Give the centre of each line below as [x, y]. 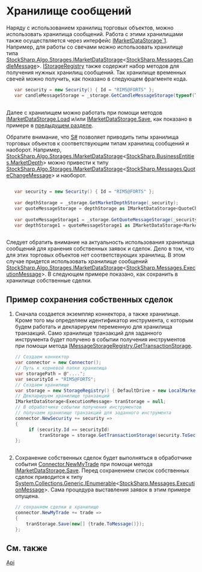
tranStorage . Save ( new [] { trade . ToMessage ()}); [85, 524]
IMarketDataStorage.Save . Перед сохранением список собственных [102, 470]
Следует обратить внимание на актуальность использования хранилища [101, 242]
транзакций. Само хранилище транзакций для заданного [88, 333]
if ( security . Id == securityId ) [69, 430]
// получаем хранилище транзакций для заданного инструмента [93, 413]
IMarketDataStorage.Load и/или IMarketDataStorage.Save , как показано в [99, 119]
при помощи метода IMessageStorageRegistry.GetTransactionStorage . [104, 346]
